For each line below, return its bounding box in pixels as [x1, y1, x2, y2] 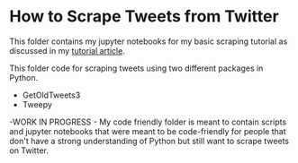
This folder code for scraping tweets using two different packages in [9, 63, 264, 73]
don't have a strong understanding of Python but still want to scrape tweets [9, 135, 290, 146]
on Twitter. [9, 145, 50, 156]
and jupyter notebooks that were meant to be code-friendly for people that [9, 125, 286, 136]
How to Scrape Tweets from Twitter [9, 6, 279, 27]
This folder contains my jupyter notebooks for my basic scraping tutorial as [9, 36, 288, 47]
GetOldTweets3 [22, 90, 81, 100]
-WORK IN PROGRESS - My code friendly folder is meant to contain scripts [9, 116, 287, 127]
